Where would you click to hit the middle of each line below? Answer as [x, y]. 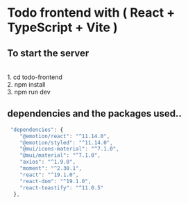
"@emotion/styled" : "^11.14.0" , [66, 143]
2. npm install [26, 84]
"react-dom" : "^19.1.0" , [55, 181]
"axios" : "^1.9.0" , [48, 162]
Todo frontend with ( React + [91, 13]
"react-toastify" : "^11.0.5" [62, 188]
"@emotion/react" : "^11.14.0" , [65, 136]
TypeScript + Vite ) [62, 27]
